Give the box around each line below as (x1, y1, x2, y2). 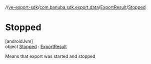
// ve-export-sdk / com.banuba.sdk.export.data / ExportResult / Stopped (5, 4, 146, 10)
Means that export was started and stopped (5, 53, 96, 59)
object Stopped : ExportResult (5, 43, 67, 49)
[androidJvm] (5, 38, 33, 44)
